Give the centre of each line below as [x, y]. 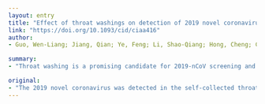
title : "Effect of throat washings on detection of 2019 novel [114, 23]
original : [24, 80]
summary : [22, 59]
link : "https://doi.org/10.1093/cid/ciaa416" [84, 30]
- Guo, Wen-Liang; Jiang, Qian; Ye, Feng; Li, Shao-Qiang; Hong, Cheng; [130, 45]
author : [21, 37]
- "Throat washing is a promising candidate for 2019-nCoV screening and [132, 67]
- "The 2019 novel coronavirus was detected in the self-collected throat [134, 87]
